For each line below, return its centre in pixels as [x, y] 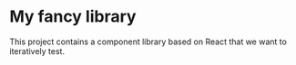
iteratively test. [37, 51]
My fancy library [73, 17]
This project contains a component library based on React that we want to [148, 42]
